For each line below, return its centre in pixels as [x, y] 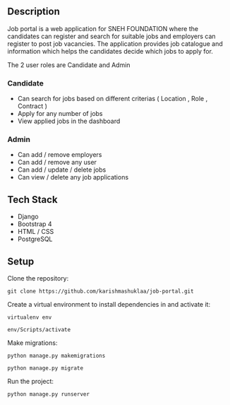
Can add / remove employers [60, 155]
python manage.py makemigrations [56, 356]
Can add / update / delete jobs [62, 170]
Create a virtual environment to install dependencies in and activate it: [109, 305]
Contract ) [32, 106]
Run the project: [31, 382]
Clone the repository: [38, 278]
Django [28, 217]
